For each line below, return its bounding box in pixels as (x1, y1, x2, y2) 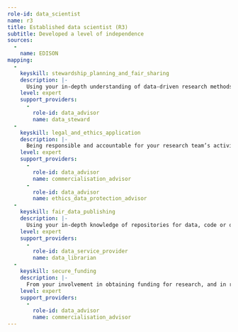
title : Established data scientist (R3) (7, 23, 129, 31)
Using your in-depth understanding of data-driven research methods (25, 83, 233, 90)
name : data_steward (33, 116, 91, 123)
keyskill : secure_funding (20, 267, 97, 275)
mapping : (7, 57, 33, 64)
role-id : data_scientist (7, 10, 81, 18)
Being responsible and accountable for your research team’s (25, 143, 211, 150)
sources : (7, 37, 33, 44)
